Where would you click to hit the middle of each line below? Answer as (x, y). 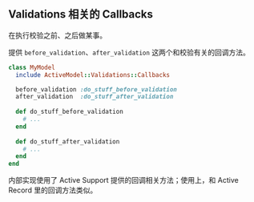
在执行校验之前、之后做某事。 (57, 35)
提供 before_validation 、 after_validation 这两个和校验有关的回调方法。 (129, 52)
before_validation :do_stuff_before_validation (97, 89)
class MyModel (32, 67)
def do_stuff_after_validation (68, 141)
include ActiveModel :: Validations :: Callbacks (93, 75)
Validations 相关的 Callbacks (81, 14)
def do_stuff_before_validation (70, 112)
